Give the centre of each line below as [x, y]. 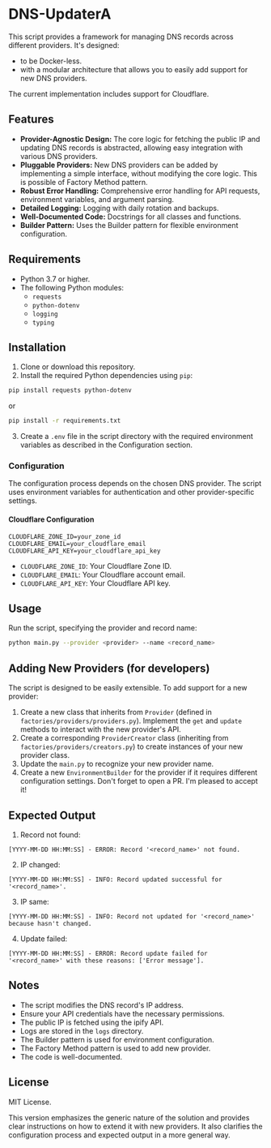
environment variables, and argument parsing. [97, 199]
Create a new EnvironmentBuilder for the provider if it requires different [139, 772]
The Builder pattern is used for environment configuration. [117, 1039]
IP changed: [40, 864]
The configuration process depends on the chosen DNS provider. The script [135, 484]
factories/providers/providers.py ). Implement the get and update [131, 721]
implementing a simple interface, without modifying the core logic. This [138, 173]
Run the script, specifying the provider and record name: [103, 628]
